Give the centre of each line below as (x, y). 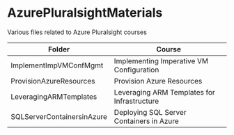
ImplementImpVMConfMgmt (57, 65)
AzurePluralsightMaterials (85, 13)
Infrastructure (136, 101)
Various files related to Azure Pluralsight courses (77, 32)
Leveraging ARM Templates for (165, 92)
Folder (59, 49)
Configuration (136, 70)
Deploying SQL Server (150, 112)
